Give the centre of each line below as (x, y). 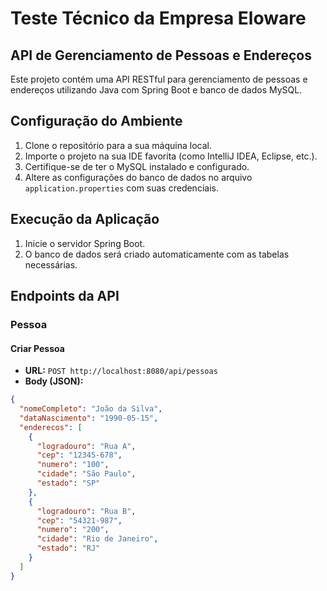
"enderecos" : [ (51, 427)
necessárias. (51, 264)
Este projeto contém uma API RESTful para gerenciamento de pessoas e (159, 79)
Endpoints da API (65, 296)
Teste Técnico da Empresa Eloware (158, 18)
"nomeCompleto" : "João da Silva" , (91, 409)
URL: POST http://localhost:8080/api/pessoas (121, 371)
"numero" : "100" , (73, 465)
